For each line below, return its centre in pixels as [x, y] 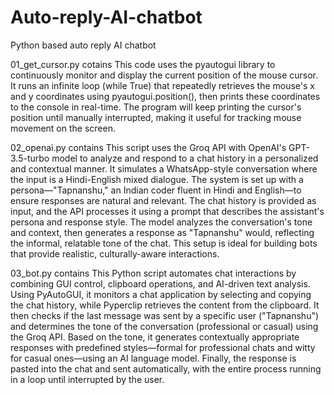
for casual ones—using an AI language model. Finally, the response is [153, 358]
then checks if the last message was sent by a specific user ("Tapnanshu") [165, 315]
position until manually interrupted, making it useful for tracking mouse [156, 117]
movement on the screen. [63, 128]
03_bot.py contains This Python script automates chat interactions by [153, 273]
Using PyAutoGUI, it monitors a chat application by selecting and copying [161, 294]
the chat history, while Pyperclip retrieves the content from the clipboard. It [165, 305]
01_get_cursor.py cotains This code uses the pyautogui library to [143, 64]
